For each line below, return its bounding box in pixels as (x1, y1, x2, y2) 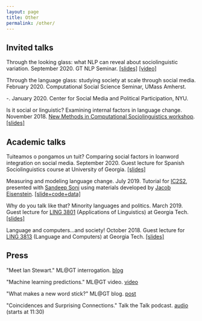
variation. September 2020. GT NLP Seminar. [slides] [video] (6, 65, 157, 73)
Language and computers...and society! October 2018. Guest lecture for (6, 227, 185, 233)
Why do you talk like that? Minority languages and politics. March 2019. (6, 202, 183, 209)
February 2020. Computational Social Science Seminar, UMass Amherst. (6, 83, 187, 91)
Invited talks (6, 42, 54, 53)
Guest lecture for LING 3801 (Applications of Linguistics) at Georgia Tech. (6, 209, 189, 215)
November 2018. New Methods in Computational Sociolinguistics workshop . (6, 113, 195, 120)
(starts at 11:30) (6, 308, 45, 315)
